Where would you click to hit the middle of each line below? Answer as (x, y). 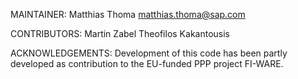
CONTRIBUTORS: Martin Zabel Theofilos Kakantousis (120, 33)
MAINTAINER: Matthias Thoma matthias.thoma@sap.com (128, 14)
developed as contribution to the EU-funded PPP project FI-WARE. (147, 63)
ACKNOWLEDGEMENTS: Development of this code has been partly (149, 53)
